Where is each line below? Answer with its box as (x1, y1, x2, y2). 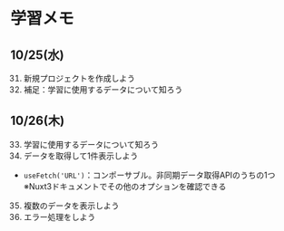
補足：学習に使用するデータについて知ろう (23, 84, 183, 95)
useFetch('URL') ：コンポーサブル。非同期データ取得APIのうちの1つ (23, 169, 276, 180)
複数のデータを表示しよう (23, 200, 120, 211)
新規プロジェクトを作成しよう (23, 73, 135, 83)
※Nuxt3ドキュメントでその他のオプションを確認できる (23, 180, 227, 191)
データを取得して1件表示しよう (23, 150, 139, 161)
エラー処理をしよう (23, 211, 96, 222)
